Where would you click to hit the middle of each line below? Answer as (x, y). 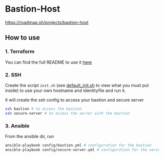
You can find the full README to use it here (49, 62)
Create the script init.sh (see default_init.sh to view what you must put (77, 85)
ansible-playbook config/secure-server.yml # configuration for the (76, 150)
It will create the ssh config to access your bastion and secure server (74, 100)
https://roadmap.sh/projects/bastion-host (47, 22)
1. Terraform (20, 52)
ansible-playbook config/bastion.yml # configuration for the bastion (78, 145)
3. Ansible (17, 126)
